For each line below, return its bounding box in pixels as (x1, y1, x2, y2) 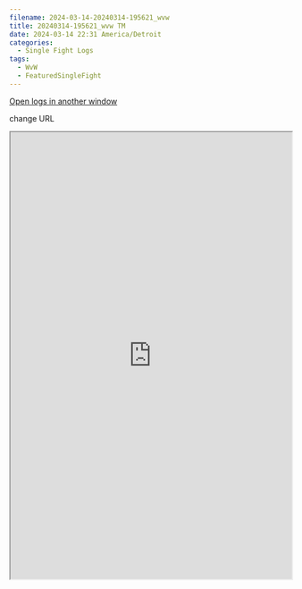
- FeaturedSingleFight (17, 72, 102, 80)
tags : (9, 55, 29, 63)
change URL (9, 113, 55, 123)
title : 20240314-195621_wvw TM (9, 21, 126, 30)
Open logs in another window (9, 96, 118, 106)
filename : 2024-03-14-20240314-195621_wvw (9, 13, 170, 22)
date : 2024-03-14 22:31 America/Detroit (9, 29, 163, 38)
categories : (9, 38, 54, 47)
